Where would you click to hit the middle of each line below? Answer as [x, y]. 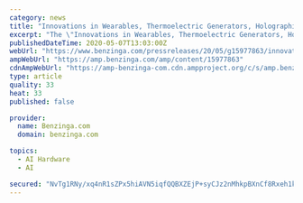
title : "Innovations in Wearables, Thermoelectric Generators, [131, 26]
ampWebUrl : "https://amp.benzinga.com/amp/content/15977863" [127, 60]
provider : [28, 118]
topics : [24, 151]
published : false [42, 101]
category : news [38, 18]
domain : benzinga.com [58, 135]
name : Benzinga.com [54, 126]
